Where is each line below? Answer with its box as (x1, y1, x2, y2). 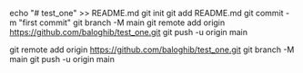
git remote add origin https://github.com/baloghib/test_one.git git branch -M (9, 44, 295, 55)
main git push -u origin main (9, 54, 116, 64)
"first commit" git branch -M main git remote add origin (18, 17, 226, 28)
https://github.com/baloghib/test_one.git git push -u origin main (9, 27, 248, 37)
